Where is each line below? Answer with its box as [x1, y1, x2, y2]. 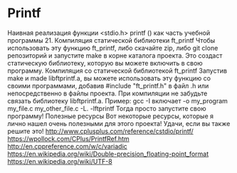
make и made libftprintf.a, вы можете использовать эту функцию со [7, 73, 211, 83]
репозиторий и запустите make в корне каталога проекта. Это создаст [7, 51, 223, 60]
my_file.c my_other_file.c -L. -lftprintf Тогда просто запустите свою [7, 104, 206, 112]
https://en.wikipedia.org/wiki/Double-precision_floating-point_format [7, 150, 209, 158]
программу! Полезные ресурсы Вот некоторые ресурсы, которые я [7, 112, 214, 120]
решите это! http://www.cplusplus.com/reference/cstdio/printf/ [7, 127, 194, 135]
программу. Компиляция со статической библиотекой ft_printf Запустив [7, 66, 228, 75]
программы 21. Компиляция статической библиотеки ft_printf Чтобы [7, 36, 216, 44]
